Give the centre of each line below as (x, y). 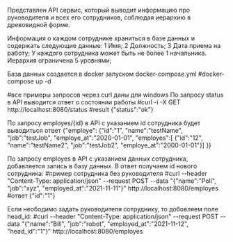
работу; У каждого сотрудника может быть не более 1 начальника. (107, 53)
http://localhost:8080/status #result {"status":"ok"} (81, 110)
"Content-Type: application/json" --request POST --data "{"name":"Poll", (112, 181)
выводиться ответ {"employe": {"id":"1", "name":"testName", (95, 130)
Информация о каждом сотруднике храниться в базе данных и (101, 38)
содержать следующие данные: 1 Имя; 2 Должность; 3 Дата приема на (114, 46)
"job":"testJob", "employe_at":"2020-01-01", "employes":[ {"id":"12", (105, 138)
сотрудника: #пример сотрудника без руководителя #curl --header (107, 174)
